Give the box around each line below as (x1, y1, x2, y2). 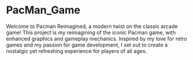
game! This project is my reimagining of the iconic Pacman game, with (6, 29, 176, 36)
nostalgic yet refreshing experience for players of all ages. (6, 47, 147, 54)
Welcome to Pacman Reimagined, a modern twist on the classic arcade (6, 23, 178, 30)
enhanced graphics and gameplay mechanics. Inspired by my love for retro (6, 35, 188, 42)
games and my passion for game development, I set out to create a (6, 41, 168, 48)
